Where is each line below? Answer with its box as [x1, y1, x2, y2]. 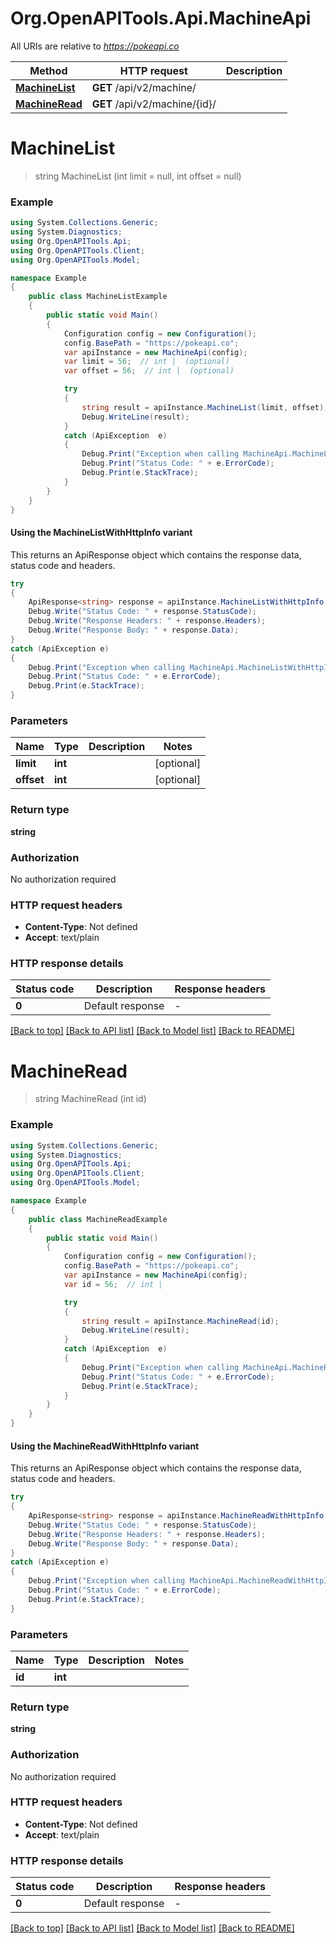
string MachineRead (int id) [34, 1093, 147, 1105]
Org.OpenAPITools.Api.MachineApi [10, 7, 312, 30]
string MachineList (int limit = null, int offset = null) [34, 170, 242, 182]
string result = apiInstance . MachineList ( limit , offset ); [81, 402, 329, 412]
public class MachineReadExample [28, 1214, 168, 1224]
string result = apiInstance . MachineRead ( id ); [81, 1316, 280, 1326]
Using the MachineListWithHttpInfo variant [10, 527, 193, 539]
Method [29, 63, 68, 77]
